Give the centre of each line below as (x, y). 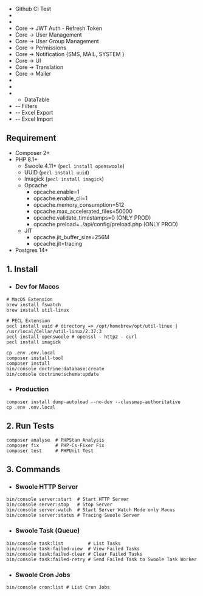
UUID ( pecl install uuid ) (57, 172)
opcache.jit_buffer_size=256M (71, 237)
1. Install (22, 269)
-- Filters (26, 106)
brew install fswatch (34, 304)
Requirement (31, 138)
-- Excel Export (34, 113)
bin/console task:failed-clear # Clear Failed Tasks (74, 554)
